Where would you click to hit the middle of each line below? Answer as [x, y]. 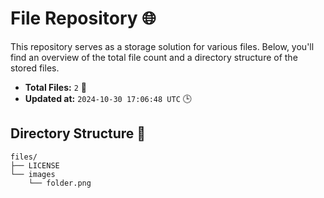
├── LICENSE [35, 165]
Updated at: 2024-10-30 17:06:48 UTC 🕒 [108, 98]
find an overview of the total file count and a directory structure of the [154, 57]
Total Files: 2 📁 [55, 87]
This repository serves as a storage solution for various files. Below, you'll [162, 46]
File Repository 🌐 [83, 18]
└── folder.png [60, 183]
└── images [33, 174]
